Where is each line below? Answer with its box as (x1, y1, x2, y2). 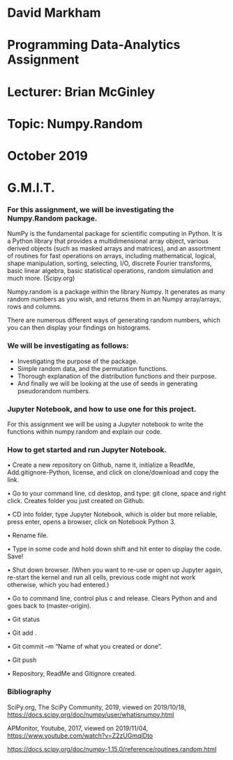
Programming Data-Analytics (7, 37, 181, 53)
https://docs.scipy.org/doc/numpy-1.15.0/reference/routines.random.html (7, 745, 217, 753)
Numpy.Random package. (7, 213, 98, 223)
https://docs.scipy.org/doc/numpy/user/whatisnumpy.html (7, 710, 174, 719)
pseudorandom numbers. (17, 386, 91, 395)
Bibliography (7, 687, 52, 697)
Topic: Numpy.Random (7, 115, 143, 132)
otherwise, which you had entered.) (7, 581, 110, 589)
